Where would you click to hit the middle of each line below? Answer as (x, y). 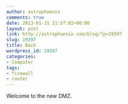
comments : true (25, 17)
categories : (21, 57)
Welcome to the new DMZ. (39, 96)
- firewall (20, 73)
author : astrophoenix (33, 12)
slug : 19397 (21, 40)
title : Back (21, 46)
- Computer (20, 62)
